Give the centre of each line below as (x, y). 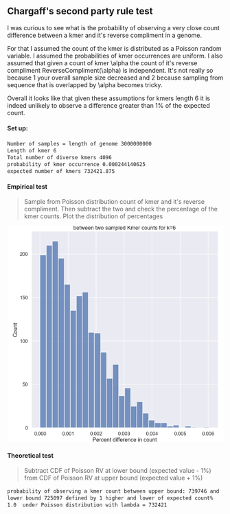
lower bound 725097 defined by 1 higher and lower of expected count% (110, 498)
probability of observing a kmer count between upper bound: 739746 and (113, 491)
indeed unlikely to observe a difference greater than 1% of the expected (109, 105)
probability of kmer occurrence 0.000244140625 (77, 165)
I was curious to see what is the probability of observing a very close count (113, 27)
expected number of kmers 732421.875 (61, 172)
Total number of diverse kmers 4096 (59, 158)
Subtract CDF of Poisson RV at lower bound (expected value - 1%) (117, 471)
